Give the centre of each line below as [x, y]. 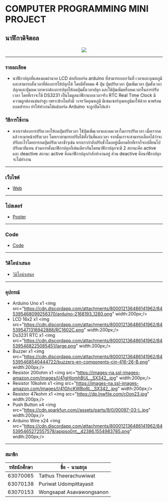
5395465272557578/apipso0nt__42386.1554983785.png [71, 431]
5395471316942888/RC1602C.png [48, 330]
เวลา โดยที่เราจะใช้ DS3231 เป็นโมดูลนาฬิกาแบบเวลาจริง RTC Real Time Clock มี [84, 95]
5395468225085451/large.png [44, 346]
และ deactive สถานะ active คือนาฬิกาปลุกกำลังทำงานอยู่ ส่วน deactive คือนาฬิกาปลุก [87, 153]
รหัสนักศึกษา [21, 467]
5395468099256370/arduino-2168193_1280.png [62, 314]
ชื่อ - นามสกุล [73, 467]
